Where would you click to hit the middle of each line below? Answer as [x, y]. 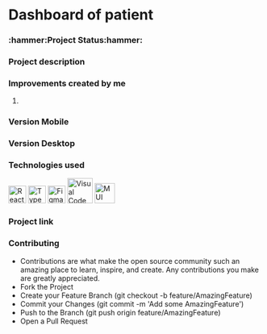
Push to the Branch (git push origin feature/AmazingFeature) [120, 312]
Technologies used [46, 165]
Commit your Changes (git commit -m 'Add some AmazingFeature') [132, 303]
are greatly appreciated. [60, 278]
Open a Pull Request [54, 321]
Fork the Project [47, 286]
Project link [31, 222]
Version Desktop [42, 144]
